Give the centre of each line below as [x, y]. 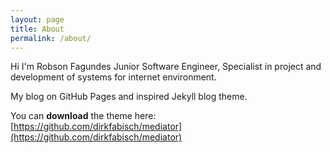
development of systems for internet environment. [113, 77]
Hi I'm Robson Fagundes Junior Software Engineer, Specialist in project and [166, 67]
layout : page [37, 19]
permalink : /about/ [51, 38]
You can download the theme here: [83, 116]
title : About [37, 29]
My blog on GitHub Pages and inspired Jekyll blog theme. [129, 97]
